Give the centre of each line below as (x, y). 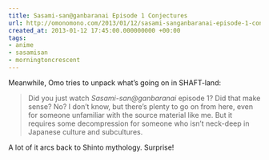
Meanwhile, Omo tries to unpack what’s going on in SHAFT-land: (115, 82)
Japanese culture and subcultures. (85, 131)
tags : (17, 38)
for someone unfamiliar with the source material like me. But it (130, 115)
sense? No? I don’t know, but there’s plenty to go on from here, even (141, 106)
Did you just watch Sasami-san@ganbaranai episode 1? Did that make (144, 98)
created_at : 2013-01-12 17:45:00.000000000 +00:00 (94, 30)
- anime (21, 45)
